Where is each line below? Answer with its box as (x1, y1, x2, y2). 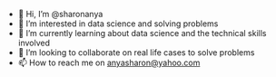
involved (17, 37, 51, 48)
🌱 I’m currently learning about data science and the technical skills (17, 28, 267, 38)
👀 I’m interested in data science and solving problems (17, 18, 219, 29)
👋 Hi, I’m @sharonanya (17, 9, 103, 19)
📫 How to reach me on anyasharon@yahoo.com (17, 57, 201, 68)
